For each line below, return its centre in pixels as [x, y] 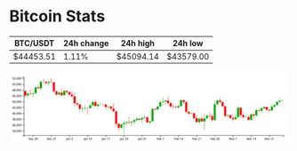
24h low [188, 44]
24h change [86, 44]
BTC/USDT [35, 44]
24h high [138, 44]
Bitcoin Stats [57, 16]
